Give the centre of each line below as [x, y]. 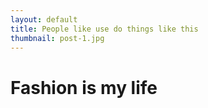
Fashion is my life [84, 87]
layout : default [44, 19]
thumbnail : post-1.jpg [57, 38]
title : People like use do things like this [104, 29]
